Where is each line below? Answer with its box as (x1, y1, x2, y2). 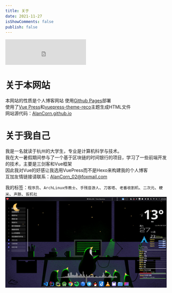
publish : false (5, 25, 38, 30)
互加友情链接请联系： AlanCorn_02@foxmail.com (5, 174, 107, 180)
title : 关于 (5, 8, 29, 13)
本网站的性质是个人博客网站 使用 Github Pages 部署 (5, 98, 112, 104)
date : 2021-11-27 (5, 13, 42, 19)
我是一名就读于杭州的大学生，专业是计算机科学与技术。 (5, 148, 122, 154)
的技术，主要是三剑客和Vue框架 (5, 161, 73, 167)
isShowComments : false (5, 19, 54, 24)
